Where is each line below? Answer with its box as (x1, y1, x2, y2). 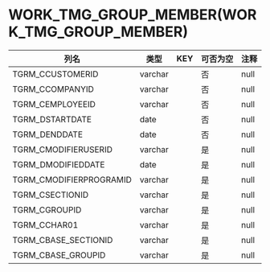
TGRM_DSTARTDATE (12, 113, 92, 125)
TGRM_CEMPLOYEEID (12, 98, 96, 109)
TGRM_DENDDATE (12, 129, 83, 140)
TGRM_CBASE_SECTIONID (12, 234, 113, 245)
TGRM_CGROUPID (12, 204, 82, 215)
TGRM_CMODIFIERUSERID (12, 143, 113, 155)
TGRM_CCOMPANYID (12, 83, 95, 94)
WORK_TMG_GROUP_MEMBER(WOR (8, 6, 257, 24)
